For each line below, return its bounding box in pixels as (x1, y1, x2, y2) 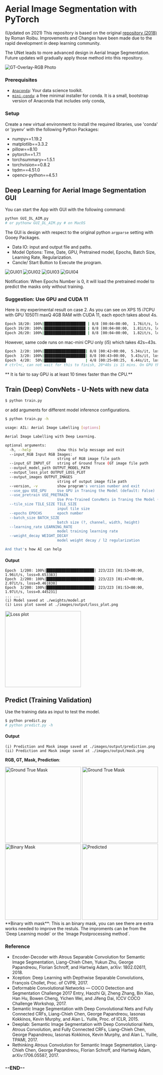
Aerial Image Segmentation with (5, 3, 137, 15)
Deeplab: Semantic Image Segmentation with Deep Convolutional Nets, (12, 1021, 154, 1027)
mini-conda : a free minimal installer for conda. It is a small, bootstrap (12, 93, 149, 98)
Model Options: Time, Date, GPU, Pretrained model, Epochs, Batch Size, (12, 250, 156, 255)
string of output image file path (57, 479, 127, 484)
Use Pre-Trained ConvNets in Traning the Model (57, 497, 155, 502)
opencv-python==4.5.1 (12, 172, 57, 178)
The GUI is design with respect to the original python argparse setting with (5, 230, 154, 235)
